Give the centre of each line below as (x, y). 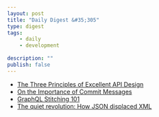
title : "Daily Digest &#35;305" (53, 20)
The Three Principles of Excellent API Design (80, 84)
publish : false (29, 65)
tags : (15, 33)
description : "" (30, 58)
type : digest (26, 26)
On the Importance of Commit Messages (74, 92)
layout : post (26, 13)
